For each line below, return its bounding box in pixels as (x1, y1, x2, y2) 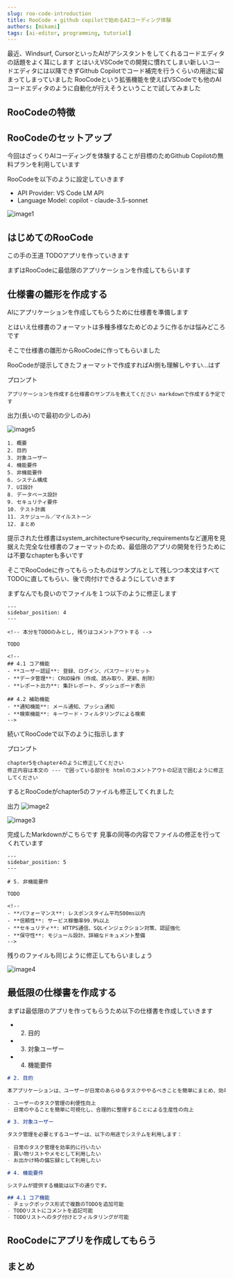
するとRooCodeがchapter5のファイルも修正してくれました (7, 788, 175, 796)
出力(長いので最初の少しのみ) (7, 411, 92, 420)
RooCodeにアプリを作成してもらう (7, 1235, 157, 1247)
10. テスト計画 (7, 506, 46, 513)
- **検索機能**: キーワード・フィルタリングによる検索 (7, 711, 146, 718)
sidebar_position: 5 (7, 859, 67, 866)
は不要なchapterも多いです (7, 551, 85, 560)
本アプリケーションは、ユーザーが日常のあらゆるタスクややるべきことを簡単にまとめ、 (7, 1087, 219, 1094)
